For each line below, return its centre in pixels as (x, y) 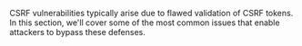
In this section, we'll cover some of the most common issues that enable (145, 23)
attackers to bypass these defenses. (77, 32)
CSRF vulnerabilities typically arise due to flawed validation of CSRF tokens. (151, 13)
